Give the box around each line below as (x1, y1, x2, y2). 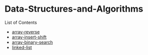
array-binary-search (11, 39, 53, 45)
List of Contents (4, 19, 37, 25)
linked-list (11, 44, 33, 50)
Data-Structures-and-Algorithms (4, 3, 144, 15)
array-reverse (11, 29, 40, 35)
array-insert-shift (11, 34, 47, 40)
